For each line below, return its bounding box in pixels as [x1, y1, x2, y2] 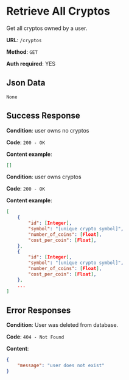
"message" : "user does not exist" [17, 362, 105, 369]
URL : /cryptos [6, 36, 42, 43]
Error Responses [6, 305, 71, 315]
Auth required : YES [6, 60, 56, 67]
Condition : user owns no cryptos [6, 126, 89, 134]
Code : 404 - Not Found [6, 333, 64, 340]
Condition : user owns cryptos [6, 173, 82, 181]
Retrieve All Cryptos [6, 4, 111, 18]
